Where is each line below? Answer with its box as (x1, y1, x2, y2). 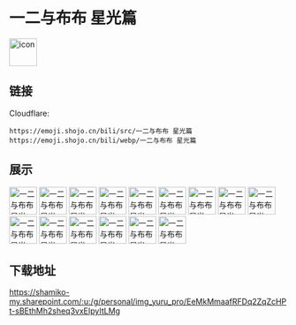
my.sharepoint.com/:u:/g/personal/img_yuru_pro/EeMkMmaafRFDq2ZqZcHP (9, 297, 287, 307)
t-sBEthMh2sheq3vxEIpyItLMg (9, 306, 121, 316)
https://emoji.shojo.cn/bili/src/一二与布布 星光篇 (9, 126, 193, 135)
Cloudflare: (9, 108, 50, 118)
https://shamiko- (9, 287, 70, 298)
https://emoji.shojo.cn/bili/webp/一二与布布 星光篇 (9, 136, 197, 145)
